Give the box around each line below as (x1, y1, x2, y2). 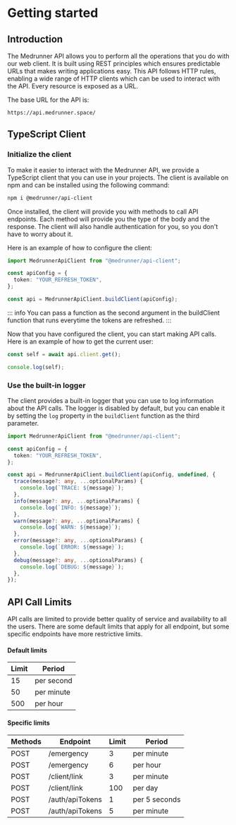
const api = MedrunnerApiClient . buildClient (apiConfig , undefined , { (7, 472, 216, 479)
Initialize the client (7, 150, 72, 160)
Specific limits (7, 718, 51, 727)
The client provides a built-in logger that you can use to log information (7, 396, 214, 404)
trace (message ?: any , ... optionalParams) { (13, 478, 143, 485)
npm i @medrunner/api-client (7, 194, 93, 201)
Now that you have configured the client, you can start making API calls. (7, 329, 217, 338)
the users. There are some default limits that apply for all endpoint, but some (7, 622, 230, 631)
